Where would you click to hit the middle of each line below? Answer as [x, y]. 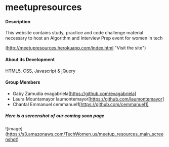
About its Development [30, 59]
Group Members [23, 82]
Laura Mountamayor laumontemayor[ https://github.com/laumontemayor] [88, 99]
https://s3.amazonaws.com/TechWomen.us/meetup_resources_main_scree [85, 134]
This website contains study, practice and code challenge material [74, 33]
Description [18, 21]
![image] [14, 128]
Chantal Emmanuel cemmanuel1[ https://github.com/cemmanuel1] [80, 104]
